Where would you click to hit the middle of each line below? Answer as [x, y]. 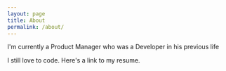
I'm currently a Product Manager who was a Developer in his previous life [113, 47]
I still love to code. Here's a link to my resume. [74, 60]
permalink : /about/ [36, 27]
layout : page [26, 14]
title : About [26, 20]
